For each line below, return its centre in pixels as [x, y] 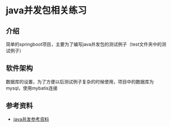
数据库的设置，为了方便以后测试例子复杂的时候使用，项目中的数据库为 [80, 81]
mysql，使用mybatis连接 [32, 88]
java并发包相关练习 [46, 10]
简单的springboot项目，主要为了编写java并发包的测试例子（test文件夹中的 [84, 44]
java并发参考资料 [31, 119]
